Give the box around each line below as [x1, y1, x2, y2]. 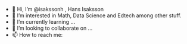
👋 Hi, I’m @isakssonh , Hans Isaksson [11, 6, 104, 12]
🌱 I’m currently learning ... [11, 18, 76, 25]
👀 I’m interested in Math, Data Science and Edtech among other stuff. [11, 12, 182, 19]
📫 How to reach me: [11, 32, 63, 38]
